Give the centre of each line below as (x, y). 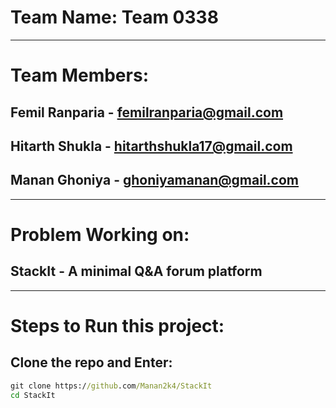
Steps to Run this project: (117, 325)
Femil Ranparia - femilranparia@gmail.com (147, 112)
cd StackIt (33, 395)
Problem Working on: (100, 234)
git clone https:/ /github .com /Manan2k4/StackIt (111, 386)
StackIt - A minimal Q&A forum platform (136, 271)
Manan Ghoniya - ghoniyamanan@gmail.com (155, 180)
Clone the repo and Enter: (91, 362)
